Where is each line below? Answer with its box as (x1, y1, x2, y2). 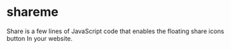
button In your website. (6, 34, 73, 42)
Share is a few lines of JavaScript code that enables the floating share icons (6, 27, 224, 35)
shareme (6, 4, 58, 20)
